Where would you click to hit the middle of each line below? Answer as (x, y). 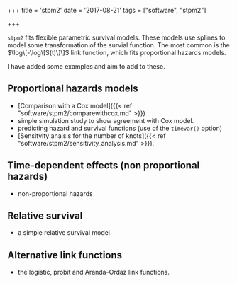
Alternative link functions (65, 255)
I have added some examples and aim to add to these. (86, 66)
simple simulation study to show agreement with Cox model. (106, 120)
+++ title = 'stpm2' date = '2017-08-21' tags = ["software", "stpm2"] (107, 10)
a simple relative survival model (64, 233)
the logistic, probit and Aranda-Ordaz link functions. (94, 272)
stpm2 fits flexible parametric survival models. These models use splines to (116, 37)
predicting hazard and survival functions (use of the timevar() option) (120, 128)
